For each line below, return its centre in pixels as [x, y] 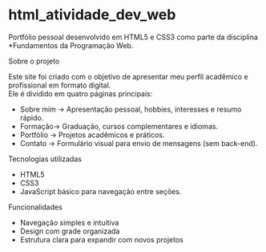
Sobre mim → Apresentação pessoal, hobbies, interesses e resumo [131, 109]
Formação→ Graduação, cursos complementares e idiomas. [119, 126]
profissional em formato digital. [60, 85]
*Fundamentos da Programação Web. [71, 45]
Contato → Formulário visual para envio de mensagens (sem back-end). [139, 143]
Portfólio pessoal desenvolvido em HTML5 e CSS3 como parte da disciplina [133, 37]
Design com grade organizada [70, 231]
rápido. [32, 117]
